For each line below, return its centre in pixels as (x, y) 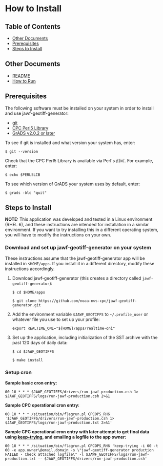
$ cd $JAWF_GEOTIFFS (33, 351)
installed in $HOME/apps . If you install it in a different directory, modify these (80, 263)
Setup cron (18, 372)
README (21, 76)
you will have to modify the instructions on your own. (58, 235)
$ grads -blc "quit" (26, 193)
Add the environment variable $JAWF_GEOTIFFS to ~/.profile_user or (80, 314)
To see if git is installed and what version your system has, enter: (70, 143)
